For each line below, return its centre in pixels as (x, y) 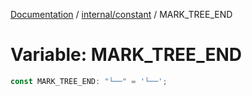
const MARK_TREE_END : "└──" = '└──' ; (89, 81)
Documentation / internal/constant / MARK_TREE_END (121, 14)
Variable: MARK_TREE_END (126, 55)
